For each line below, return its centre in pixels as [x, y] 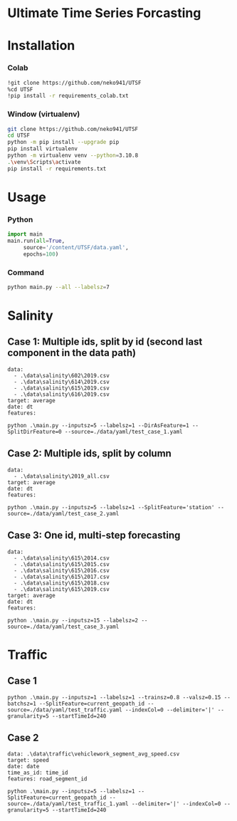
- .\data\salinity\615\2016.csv [62, 570]
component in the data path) [72, 353]
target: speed [28, 760]
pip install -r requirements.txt [57, 169]
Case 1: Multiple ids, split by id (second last [105, 342]
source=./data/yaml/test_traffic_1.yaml [68, 804]
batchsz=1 [22, 704]
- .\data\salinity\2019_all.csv [62, 476]
